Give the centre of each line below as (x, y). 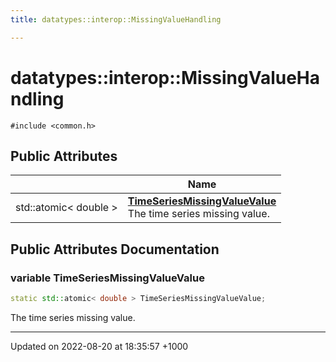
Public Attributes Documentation (115, 249)
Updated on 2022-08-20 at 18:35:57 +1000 (99, 346)
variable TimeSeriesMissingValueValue (107, 278)
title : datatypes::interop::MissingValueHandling (116, 19)
